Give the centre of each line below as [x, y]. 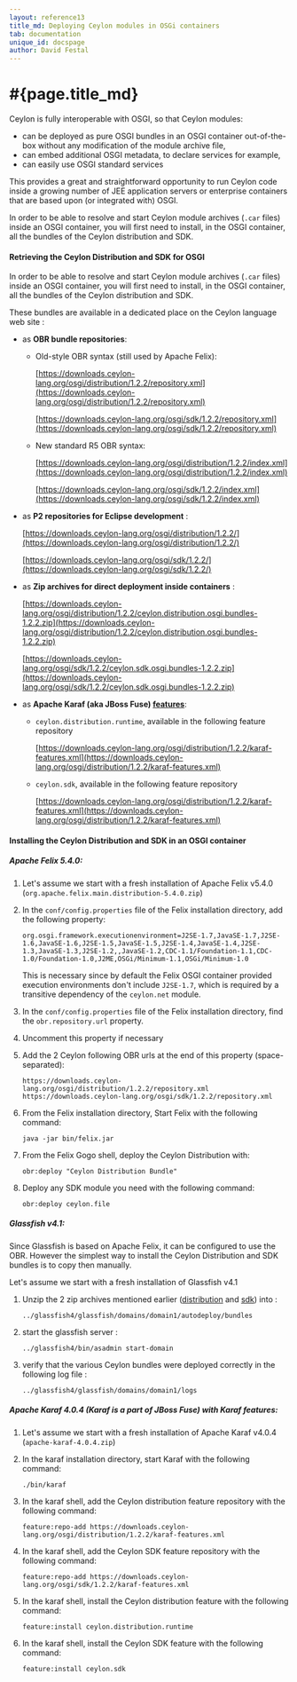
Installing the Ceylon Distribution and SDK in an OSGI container [128, 841]
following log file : [54, 1374]
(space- [269, 1055]
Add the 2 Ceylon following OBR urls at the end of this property [137, 1055]
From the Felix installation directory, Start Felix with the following [140, 1113]
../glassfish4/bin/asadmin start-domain [98, 1348]
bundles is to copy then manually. [70, 1265]
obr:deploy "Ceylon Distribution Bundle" [99, 1171]
